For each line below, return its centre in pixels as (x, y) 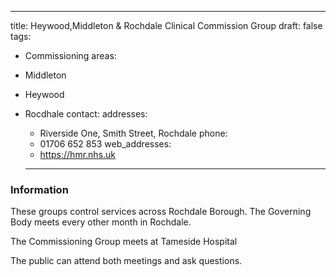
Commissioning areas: (70, 55)
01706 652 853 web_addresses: (105, 144)
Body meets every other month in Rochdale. (101, 222)
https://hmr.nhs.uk (78, 154)
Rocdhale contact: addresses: (86, 114)
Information (39, 189)
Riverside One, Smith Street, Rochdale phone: (133, 133)
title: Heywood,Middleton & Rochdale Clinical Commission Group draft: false (166, 25)
